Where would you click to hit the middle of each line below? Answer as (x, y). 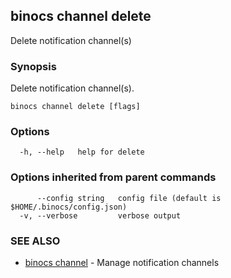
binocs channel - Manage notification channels (122, 262)
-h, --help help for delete (82, 152)
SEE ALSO (35, 241)
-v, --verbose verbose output (100, 215)
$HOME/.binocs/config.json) (69, 207)
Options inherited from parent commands (113, 177)
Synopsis (33, 66)
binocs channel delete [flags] (75, 107)
